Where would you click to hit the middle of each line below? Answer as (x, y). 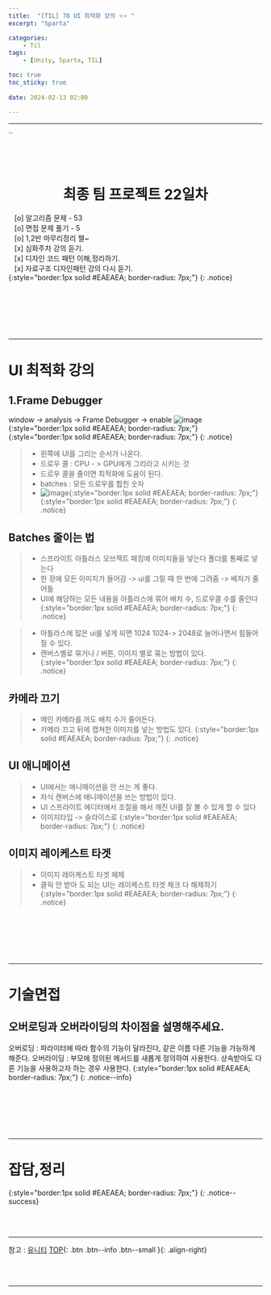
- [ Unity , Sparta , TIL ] (63, 61)
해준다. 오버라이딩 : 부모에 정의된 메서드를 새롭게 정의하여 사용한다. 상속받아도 (131, 1058)
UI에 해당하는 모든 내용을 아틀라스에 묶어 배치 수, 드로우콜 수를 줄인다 (149, 599)
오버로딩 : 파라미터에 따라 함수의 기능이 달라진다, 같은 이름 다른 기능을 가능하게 (132, 1048)
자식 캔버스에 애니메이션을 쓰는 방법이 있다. (108, 796)
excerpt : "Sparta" (39, 23)
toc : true (25, 75)
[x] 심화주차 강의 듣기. (49, 249)
